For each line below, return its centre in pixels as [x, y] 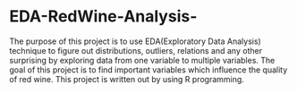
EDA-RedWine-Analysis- [103, 17]
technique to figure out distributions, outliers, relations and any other [136, 50]
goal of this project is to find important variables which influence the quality [148, 70]
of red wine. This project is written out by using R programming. [127, 79]
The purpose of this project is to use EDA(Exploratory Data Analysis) [135, 41]
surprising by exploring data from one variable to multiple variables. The [142, 60]
